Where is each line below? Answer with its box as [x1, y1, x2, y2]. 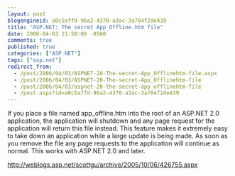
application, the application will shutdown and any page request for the [7, 116, 215, 125]
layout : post [7, 10, 46, 18]
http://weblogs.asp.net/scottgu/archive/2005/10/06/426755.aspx [7, 160, 198, 169]
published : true [7, 43, 55, 50]
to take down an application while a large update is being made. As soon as [7, 132, 228, 141]
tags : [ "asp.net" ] [7, 57, 62, 64]
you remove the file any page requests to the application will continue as [7, 139, 220, 148]
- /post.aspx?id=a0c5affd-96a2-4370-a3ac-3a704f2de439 [13, 89, 180, 97]
